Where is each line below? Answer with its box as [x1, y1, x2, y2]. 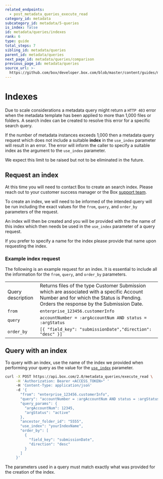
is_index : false [5, 25, 38, 30]
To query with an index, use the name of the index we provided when [5, 360, 144, 365]
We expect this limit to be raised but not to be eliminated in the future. [5, 157, 145, 163]
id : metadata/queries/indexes [5, 30, 66, 34]
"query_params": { [20, 401, 57, 406]
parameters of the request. [5, 209, 59, 215]
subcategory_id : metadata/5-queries [5, 20, 79, 26]
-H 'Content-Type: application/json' [16, 383, 92, 388]
